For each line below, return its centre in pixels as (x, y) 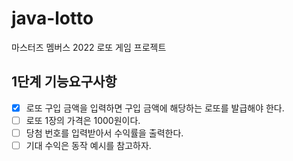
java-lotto (52, 18)
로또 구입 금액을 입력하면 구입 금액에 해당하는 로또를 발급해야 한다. (155, 108)
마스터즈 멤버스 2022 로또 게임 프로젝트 (89, 47)
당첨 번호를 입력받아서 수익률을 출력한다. (104, 133)
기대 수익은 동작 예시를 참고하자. (88, 145)
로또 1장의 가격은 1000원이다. (83, 120)
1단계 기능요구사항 (64, 82)
